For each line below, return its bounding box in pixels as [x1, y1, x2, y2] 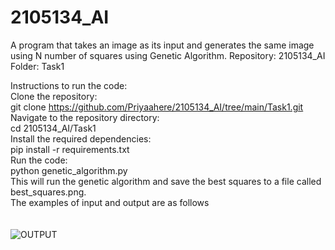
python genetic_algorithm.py [10, 164, 128, 176]
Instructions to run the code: [10, 79, 128, 91]
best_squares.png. [10, 186, 87, 198]
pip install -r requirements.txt [10, 143, 130, 155]
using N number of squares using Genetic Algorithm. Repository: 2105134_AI [10, 49, 326, 61]
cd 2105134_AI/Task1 [10, 122, 97, 134]
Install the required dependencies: [10, 132, 152, 145]
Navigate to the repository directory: [10, 111, 160, 123]
